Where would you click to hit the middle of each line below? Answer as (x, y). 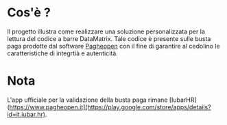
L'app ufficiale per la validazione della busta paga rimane (87, 100)
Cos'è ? (29, 13)
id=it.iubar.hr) (26, 114)
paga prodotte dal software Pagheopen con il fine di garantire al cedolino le (114, 46)
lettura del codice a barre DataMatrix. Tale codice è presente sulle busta (109, 38)
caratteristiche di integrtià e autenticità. (62, 53)
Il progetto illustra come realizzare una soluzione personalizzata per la (106, 31)
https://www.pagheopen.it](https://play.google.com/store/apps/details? (110, 107)
